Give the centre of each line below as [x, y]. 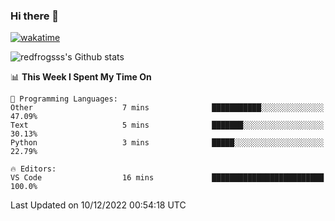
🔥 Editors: [33, 169]
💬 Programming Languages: [64, 99]
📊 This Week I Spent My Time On [81, 77]
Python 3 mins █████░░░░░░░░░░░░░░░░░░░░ [167, 143]
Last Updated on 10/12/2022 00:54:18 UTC [98, 205]
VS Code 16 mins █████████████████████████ [167, 178]
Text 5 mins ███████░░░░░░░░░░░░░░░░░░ [167, 125]
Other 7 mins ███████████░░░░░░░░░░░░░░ [167, 108]
